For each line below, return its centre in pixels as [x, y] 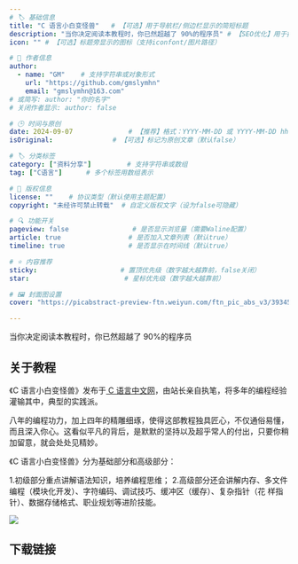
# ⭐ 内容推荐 [31, 262]
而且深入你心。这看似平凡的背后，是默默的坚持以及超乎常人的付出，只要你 [145, 431]
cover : [21, 302]
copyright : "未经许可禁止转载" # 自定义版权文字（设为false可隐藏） [125, 205]
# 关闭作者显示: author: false [63, 107]
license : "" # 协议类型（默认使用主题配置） [90, 197]
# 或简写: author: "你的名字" [60, 99]
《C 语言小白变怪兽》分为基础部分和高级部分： [93, 461]
